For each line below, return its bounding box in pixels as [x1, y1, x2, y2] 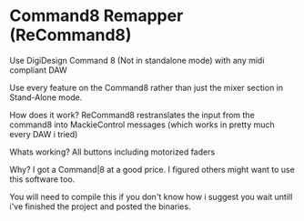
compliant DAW [9, 65, 67, 75]
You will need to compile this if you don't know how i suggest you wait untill [9, 191, 293, 202]
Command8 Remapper [9, 5, 184, 26]
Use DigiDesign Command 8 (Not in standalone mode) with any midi [9, 55, 265, 65]
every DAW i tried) [9, 128, 78, 139]
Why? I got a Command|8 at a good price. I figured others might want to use [9, 164, 296, 175]
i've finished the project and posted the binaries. [9, 201, 191, 212]
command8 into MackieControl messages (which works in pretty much [9, 119, 275, 130]
